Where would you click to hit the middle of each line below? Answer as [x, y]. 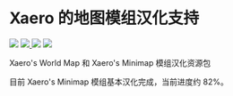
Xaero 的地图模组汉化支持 [104, 18]
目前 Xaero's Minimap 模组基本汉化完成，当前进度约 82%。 [119, 82]
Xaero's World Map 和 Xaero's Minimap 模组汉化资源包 [110, 62]
